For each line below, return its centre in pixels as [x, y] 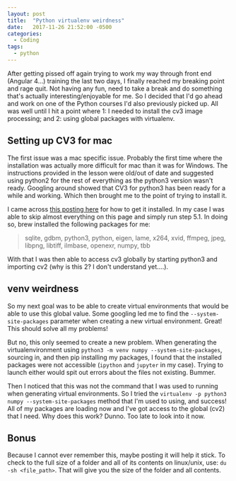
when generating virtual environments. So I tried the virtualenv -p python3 [117, 393]
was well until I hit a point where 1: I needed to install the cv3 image [105, 111]
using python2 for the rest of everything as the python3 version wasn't [110, 180]
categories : [25, 34]
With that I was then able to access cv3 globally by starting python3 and [112, 259]
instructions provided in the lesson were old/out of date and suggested [111, 173]
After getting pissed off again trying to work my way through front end [110, 73]
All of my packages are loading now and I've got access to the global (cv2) [116, 408]
